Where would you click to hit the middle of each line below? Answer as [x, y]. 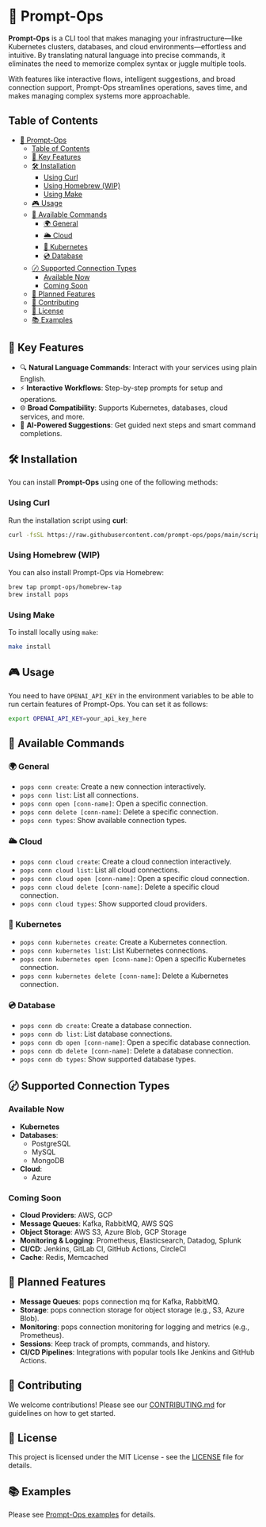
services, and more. [52, 416]
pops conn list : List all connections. [79, 795]
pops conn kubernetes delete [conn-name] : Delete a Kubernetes [124, 976]
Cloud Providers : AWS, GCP [66, 1216]
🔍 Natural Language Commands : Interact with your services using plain [138, 367]
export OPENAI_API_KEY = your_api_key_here [78, 718]
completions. [41, 433]
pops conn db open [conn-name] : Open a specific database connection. [135, 1042]
